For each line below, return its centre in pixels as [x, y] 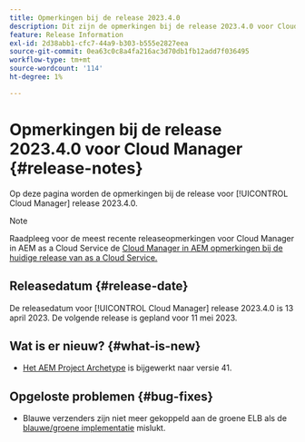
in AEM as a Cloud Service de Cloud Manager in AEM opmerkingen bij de [146, 248]
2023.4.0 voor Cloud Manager [126, 148]
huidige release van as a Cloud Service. [84, 257]
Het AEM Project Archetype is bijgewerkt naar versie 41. [127, 368]
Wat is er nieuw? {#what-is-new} [105, 346]
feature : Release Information [67, 34]
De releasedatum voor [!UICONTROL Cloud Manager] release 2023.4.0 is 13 [152, 308]
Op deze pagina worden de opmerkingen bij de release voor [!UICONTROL [149, 193]
